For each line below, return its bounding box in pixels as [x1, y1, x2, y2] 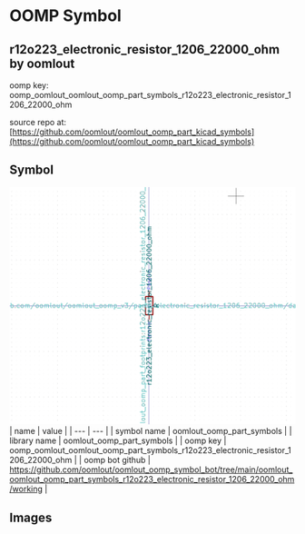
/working [9, 483, 44, 495]
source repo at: [9, 117, 66, 127]
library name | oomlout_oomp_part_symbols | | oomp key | [9, 435, 227, 446]
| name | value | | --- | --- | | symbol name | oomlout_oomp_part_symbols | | [9, 426, 292, 437]
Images [9, 509, 53, 525]
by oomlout [9, 55, 75, 71]
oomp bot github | [84, 455, 152, 466]
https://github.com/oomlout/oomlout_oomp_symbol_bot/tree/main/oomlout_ [9, 464, 293, 475]
